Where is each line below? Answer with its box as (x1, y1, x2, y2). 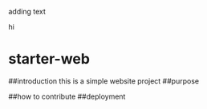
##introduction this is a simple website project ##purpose (8, 76, 199, 86)
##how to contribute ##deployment (8, 91, 126, 101)
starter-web (8, 50, 91, 68)
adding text (8, 7, 46, 16)
